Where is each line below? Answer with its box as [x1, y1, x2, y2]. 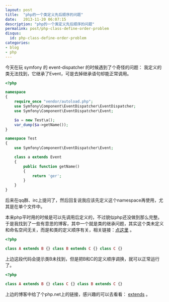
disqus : [5, 31, 22, 36]
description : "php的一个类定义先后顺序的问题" [5, 21, 95, 27]
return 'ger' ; [32, 173, 62, 178]
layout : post [5, 7, 33, 13]
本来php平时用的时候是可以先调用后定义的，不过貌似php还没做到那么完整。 [5, 214, 162, 220]
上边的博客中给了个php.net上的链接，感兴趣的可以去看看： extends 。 [5, 291, 150, 297]
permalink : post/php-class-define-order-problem [5, 26, 109, 31]
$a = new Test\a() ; [14, 117, 55, 123]
